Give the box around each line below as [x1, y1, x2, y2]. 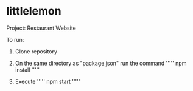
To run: [6, 36, 24, 43]
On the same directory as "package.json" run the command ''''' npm [15, 59, 187, 67]
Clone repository [15, 47, 58, 55]
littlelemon [6, 4, 62, 18]
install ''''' [15, 66, 40, 73]
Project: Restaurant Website [6, 24, 76, 32]
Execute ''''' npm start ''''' [15, 78, 80, 85]
